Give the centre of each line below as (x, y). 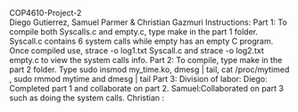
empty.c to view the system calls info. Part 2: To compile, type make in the (146, 60)
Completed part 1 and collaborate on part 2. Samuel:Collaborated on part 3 (146, 88)
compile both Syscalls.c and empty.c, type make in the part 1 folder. (134, 32)
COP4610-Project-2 (46, 13)
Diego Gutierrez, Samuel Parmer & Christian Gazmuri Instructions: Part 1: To (148, 22)
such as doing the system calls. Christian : (87, 98)
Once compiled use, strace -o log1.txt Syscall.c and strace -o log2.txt (137, 51)
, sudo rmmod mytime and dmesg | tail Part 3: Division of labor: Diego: (138, 79)
